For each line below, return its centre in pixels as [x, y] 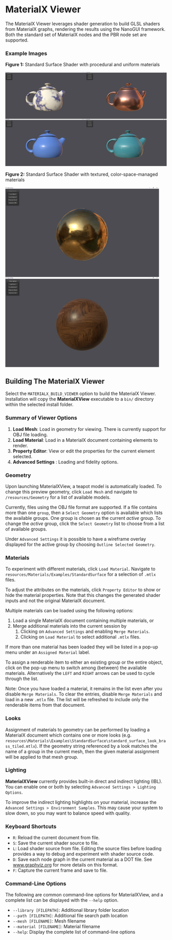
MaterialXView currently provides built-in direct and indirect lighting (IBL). [84, 781]
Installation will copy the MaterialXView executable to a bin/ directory [80, 399]
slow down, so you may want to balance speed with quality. [68, 813]
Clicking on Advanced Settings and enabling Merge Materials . [85, 632]
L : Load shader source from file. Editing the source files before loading [87, 849]
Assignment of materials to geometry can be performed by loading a [78, 729]
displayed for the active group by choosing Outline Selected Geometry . [80, 544]
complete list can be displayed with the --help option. [62, 900]
